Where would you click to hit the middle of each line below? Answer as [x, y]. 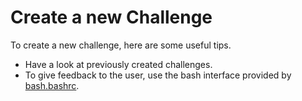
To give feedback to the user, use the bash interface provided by [158, 75]
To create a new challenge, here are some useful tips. [121, 45]
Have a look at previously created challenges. [118, 64]
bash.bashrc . [52, 85]
